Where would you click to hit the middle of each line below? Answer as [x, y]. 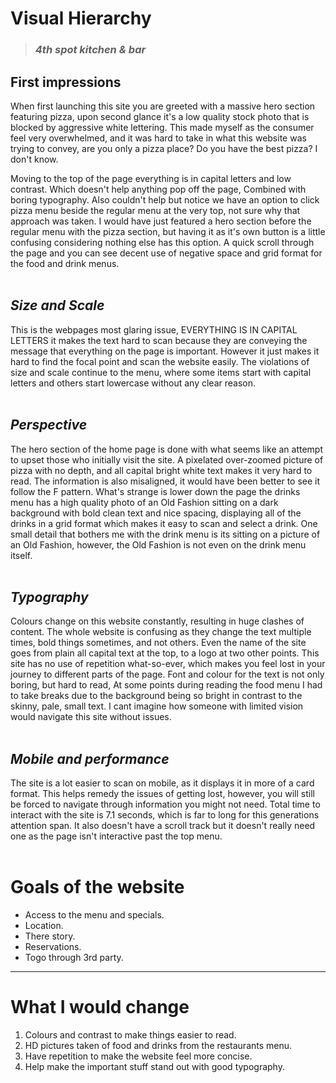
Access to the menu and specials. [94, 915]
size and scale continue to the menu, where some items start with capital [161, 372]
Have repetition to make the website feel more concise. [138, 1056]
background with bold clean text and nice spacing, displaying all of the [156, 513]
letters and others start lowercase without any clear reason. [133, 383]
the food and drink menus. [65, 263]
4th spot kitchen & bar [90, 50]
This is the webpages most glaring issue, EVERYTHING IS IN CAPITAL [154, 329]
